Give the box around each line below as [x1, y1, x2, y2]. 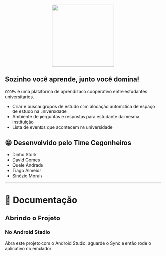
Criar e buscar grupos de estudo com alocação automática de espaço [12, 103, 155, 109]
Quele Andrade [12, 162, 43, 168]
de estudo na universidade [12, 109, 67, 114]
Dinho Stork [12, 151, 37, 157]
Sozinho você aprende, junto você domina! [5, 75, 140, 84]
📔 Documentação [5, 194, 78, 206]
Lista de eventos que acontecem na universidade [12, 124, 113, 130]
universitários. [5, 94, 34, 100]
